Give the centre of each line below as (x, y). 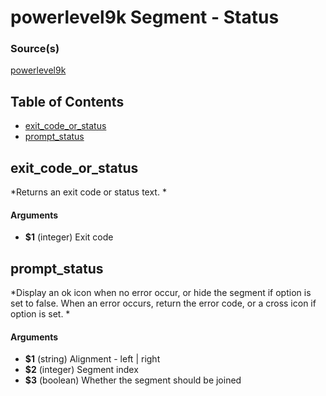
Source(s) (35, 49)
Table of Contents (67, 101)
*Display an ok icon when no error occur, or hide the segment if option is (161, 293)
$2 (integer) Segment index (81, 370)
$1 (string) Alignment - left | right (92, 359)
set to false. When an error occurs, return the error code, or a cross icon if (163, 303)
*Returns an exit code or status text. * (88, 192)
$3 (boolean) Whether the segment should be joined (133, 380)
